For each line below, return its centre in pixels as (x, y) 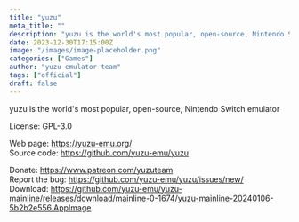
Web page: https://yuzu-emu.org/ (71, 143)
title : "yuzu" (36, 17)
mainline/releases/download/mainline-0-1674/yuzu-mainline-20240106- (141, 198)
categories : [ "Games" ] (51, 59)
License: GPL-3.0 (41, 126)
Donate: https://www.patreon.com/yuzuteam (91, 170)
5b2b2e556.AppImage (50, 207)
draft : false (33, 83)
